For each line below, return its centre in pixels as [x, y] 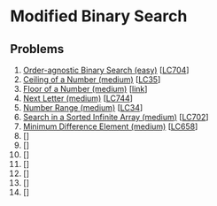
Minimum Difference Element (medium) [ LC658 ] [110, 126]
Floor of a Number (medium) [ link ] [85, 89]
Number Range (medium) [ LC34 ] [83, 107]
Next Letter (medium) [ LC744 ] [78, 98]
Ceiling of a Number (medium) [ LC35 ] [92, 80]
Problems [37, 49]
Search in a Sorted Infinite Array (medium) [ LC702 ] [116, 117]
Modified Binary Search [99, 16]
